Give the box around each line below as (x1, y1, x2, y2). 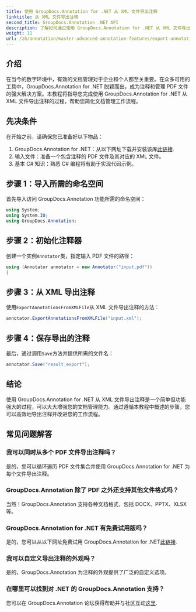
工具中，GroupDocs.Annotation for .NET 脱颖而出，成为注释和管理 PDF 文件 (6, 83, 188, 90)
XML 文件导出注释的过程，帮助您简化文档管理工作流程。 (6, 97, 142, 104)
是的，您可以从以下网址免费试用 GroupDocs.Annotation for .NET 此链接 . (6, 538, 177, 545)
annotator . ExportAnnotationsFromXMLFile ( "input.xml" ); (6, 316, 142, 322)
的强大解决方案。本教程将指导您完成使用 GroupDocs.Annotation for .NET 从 (6, 90, 188, 97)
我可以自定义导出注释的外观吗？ (6, 555, 96, 563)
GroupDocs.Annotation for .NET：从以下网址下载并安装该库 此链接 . (14, 145, 174, 152)
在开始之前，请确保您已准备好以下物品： (6, 133, 103, 140)
